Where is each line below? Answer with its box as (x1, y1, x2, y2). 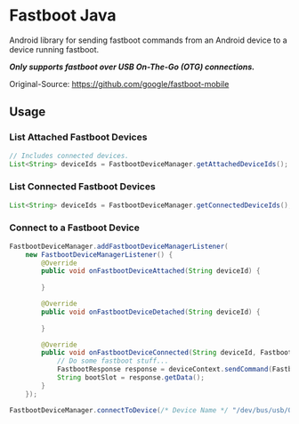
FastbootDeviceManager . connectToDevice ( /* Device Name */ (9, 405, 229, 414)
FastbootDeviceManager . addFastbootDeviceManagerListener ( (9, 242, 229, 251)
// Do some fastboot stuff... (56, 356, 169, 365)
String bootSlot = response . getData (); (56, 373, 205, 382)
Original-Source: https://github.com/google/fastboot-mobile (9, 78, 230, 89)
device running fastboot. (9, 44, 100, 54)
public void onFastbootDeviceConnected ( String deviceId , (41, 348, 256, 357)
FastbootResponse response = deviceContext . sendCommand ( (56, 365, 273, 374)
